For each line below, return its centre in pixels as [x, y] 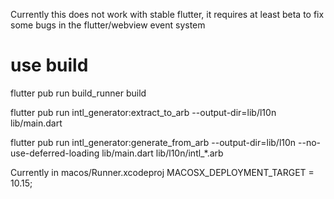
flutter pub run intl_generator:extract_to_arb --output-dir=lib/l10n [143, 112]
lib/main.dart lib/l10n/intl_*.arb [162, 153]
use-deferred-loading [55, 153]
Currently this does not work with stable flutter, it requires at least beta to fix [167, 14]
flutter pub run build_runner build [78, 93]
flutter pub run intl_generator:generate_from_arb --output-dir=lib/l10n [153, 142]
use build [49, 65]
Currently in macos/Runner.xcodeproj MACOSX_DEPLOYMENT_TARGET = [162, 172]
